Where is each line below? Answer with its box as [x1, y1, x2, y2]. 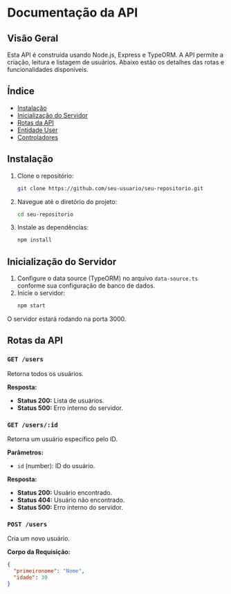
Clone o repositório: [17, 171, 74, 180]
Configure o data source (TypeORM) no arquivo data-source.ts [17, 275, 198, 283]
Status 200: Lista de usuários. [17, 396, 104, 405]
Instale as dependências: [17, 223, 89, 232]
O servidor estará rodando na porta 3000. [7, 315, 127, 323]
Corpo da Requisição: [7, 548, 71, 556]
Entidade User [17, 126, 58, 134]
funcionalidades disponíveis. [7, 66, 89, 73]
